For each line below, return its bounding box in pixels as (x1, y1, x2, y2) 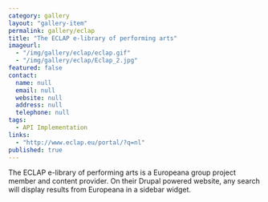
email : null (15, 86, 56, 95)
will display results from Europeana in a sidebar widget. (8, 185, 191, 195)
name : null (15, 79, 52, 87)
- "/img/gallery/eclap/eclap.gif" (15, 49, 131, 57)
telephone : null (15, 109, 70, 117)
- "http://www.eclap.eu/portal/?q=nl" (15, 138, 146, 147)
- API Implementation (15, 123, 88, 131)
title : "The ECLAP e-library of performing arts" (8, 34, 178, 42)
